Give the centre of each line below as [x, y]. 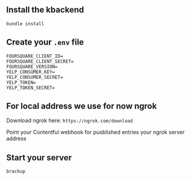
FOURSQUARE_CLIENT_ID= [35, 56]
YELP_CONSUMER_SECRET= [35, 77]
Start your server [39, 157]
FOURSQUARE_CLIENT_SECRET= [40, 61]
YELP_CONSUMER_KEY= [31, 72]
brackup [16, 172]
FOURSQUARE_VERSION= [32, 67]
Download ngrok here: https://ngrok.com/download [70, 120]
